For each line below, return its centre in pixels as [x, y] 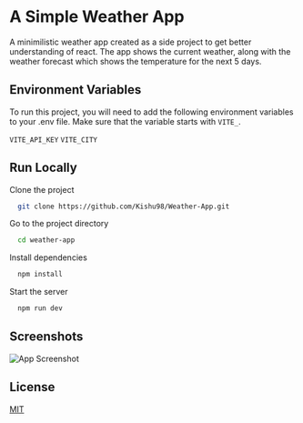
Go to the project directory [59, 224]
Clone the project [42, 189]
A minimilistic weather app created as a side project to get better [131, 42]
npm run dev [40, 308]
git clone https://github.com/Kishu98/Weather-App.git [124, 206]
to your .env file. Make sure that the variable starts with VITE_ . [125, 121]
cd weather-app [46, 240]
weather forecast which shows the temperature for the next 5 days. [136, 61]
